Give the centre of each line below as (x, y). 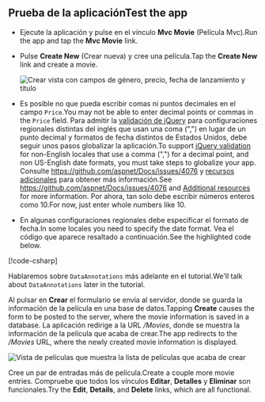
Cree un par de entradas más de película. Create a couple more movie (121, 373)
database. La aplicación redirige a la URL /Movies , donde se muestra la (124, 325)
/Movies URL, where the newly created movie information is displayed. (123, 342)
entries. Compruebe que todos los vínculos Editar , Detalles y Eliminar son (129, 381)
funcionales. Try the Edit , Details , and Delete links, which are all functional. (130, 389)
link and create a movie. (59, 64)
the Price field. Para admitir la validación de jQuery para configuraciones (138, 120)
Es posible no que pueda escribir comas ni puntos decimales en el (127, 103)
